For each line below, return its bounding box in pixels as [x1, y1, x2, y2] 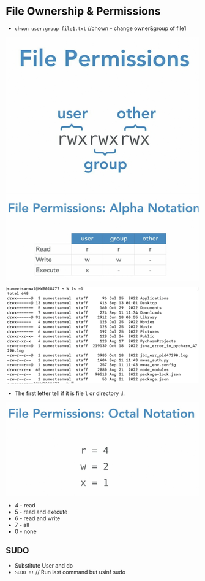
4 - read [14, 501, 35, 509]
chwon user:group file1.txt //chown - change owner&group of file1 [14, 25, 187, 32]
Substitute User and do [14, 561, 73, 569]
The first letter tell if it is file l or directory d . [14, 390, 125, 397]
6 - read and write [14, 514, 61, 522]
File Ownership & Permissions [6, 4, 161, 18]
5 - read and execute [14, 508, 68, 515]
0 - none [14, 528, 37, 535]
